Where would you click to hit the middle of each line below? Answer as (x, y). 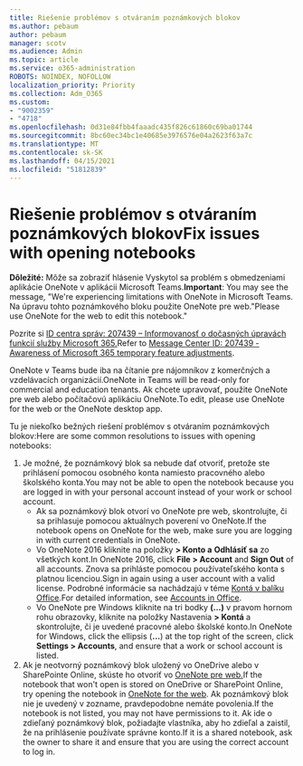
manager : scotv (38, 43)
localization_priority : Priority (72, 85)
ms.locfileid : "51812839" (58, 169)
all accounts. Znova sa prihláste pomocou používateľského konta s (160, 569)
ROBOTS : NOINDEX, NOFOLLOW (60, 77)
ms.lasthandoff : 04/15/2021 (62, 161)
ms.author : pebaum (44, 26)
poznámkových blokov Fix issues (135, 233)
